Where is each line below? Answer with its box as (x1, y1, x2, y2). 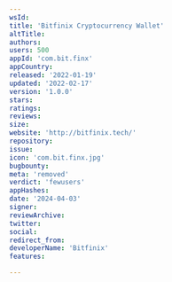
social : (9, 227, 38, 236)
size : (9, 121, 29, 129)
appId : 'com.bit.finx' (9, 54, 93, 63)
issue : (9, 145, 34, 153)
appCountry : (9, 63, 53, 72)
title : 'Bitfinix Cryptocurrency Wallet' (9, 21, 165, 30)
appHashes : (9, 186, 50, 195)
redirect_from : (9, 236, 66, 245)
